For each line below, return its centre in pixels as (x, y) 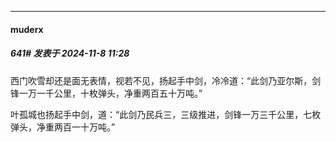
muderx (27, 29)
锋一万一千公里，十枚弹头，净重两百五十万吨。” (106, 93)
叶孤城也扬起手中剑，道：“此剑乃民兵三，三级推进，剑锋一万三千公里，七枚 (166, 114)
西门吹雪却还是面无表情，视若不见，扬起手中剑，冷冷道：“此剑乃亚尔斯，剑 (166, 80)
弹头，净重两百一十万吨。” (63, 127)
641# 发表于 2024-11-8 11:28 (70, 53)
